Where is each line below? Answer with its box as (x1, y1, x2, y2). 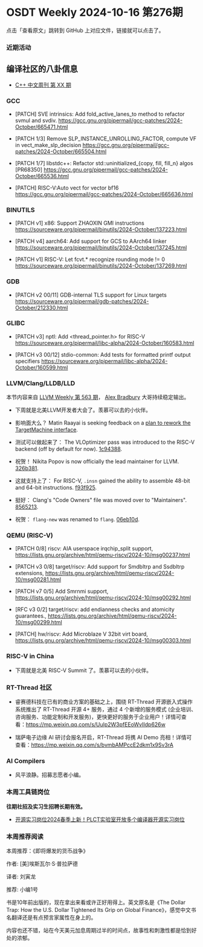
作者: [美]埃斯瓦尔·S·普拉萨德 (6, 860, 79, 867)
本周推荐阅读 (6, 832, 44, 840)
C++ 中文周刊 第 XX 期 (14, 81, 71, 88)
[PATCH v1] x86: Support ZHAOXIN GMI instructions (14, 219, 145, 227)
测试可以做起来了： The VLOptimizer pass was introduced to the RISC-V (14, 438, 195, 446)
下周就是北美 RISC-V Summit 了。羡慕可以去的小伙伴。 (14, 667, 152, 674)
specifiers (14, 357, 40, 365)
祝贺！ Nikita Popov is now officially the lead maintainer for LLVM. (14, 458, 179, 465)
